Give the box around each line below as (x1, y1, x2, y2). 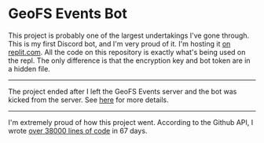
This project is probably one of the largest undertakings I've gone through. (8, 31, 250, 40)
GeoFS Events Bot (8, 5, 127, 23)
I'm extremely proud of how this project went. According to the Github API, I (8, 117, 254, 126)
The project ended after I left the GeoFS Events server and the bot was (8, 86, 237, 96)
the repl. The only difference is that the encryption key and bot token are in (8, 56, 251, 65)
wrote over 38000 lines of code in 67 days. (8, 126, 148, 135)
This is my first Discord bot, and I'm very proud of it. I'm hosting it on (8, 38, 231, 48)
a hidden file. (8, 64, 51, 73)
